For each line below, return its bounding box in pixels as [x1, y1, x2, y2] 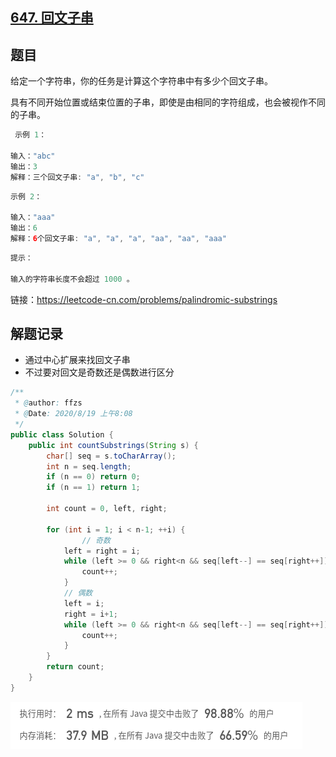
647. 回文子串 [10, 9, 94, 27]
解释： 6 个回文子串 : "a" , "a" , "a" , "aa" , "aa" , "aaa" [10, 234, 227, 244]
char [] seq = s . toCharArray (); [46, 451, 177, 461]
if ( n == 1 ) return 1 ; [46, 483, 141, 493]
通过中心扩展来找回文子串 [24, 354, 131, 366]
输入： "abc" [10, 151, 56, 161]
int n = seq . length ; [46, 461, 132, 472]
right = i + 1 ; [63, 609, 118, 619]
